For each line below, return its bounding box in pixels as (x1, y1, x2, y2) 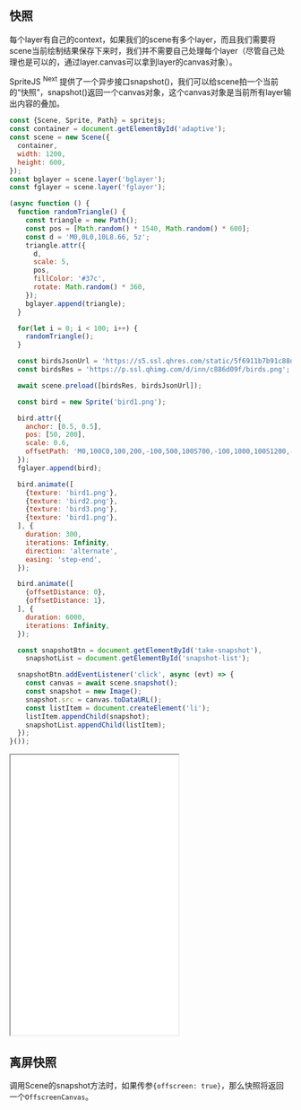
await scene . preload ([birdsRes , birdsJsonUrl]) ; (17, 380, 202, 390)
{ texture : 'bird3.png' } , (25, 505, 118, 514)
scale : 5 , (32, 258, 70, 267)
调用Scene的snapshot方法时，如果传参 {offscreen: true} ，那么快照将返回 (9, 1080, 285, 1091)
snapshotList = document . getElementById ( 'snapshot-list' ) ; (25, 654, 251, 663)
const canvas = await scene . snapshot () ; (25, 678, 178, 688)
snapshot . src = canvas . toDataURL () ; (25, 695, 163, 704)
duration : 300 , (25, 530, 82, 539)
